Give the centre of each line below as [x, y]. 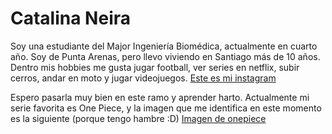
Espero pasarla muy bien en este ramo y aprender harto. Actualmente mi [160, 97]
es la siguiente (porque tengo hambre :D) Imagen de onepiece [138, 118]
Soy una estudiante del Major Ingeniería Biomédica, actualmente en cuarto [164, 46]
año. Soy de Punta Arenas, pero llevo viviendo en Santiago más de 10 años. [165, 56]
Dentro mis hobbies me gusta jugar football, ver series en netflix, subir [155, 67]
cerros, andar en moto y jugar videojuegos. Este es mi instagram [143, 78]
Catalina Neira [70, 18]
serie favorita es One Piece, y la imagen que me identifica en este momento [166, 108]
